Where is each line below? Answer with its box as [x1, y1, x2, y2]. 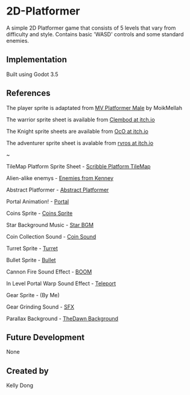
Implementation [6, 54, 68, 65]
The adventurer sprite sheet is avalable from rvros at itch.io [6, 139, 154, 146]
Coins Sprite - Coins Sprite [6, 210, 73, 217]
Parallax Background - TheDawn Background [6, 315, 119, 322]
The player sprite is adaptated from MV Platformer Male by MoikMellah [6, 104, 183, 111]
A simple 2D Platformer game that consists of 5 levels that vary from [6, 24, 176, 31]
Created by [6, 365, 49, 376]
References [6, 88, 51, 98]
